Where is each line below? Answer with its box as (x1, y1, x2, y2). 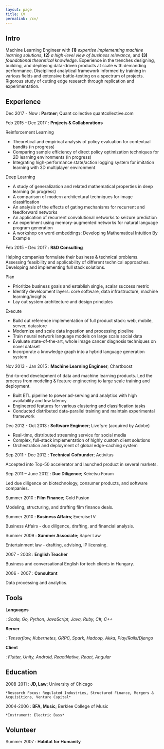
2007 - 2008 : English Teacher (5, 551, 68, 557)
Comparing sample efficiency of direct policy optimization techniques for (12, 149, 159, 155)
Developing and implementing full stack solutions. (5, 264, 106, 270)
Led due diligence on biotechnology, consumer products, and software (5, 480, 148, 486)
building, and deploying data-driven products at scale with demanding (5, 63, 146, 69)
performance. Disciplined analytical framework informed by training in (5, 68, 146, 74)
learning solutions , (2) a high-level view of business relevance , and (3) (5, 52, 148, 58)
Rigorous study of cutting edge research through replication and (5, 78, 134, 84)
